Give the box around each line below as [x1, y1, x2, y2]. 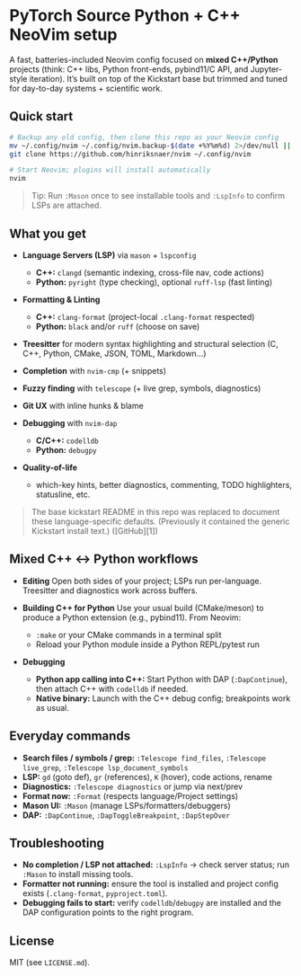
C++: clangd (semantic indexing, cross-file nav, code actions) [35, 267, 265, 278]
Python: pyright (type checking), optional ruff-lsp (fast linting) [35, 276, 272, 288]
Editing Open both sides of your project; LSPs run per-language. [22, 575, 262, 586]
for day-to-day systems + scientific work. [9, 83, 164, 93]
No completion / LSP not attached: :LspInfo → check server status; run [22, 859, 290, 870]
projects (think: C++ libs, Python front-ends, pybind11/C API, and [9, 64, 249, 75]
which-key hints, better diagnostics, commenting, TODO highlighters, [35, 479, 292, 490]
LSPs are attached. [31, 200, 102, 211]
